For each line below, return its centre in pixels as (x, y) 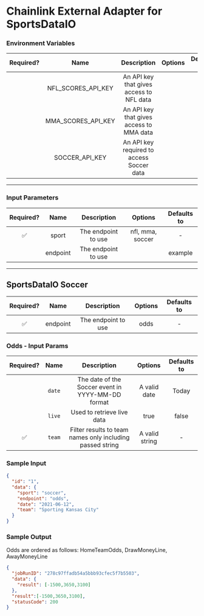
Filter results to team (99, 429)
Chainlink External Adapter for (84, 11)
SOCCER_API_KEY (80, 158)
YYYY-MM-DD (99, 395)
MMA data (138, 132)
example (181, 252)
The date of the (99, 379)
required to (138, 150)
